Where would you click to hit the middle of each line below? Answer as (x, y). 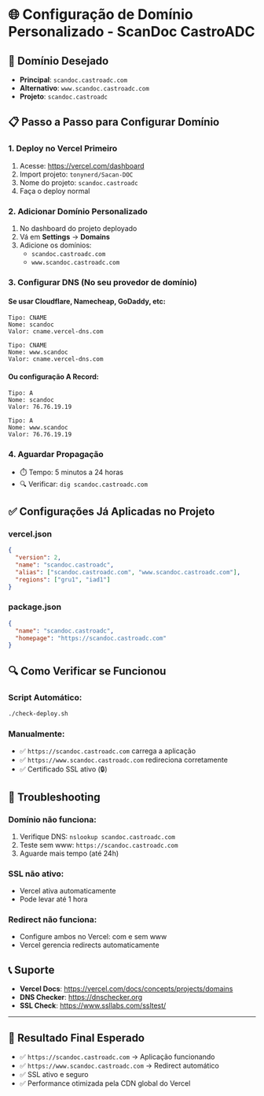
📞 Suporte (31, 970)
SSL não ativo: (36, 874)
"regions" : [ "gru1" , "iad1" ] (63, 580)
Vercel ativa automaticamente (68, 891)
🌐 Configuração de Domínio (101, 15)
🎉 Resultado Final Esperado (77, 1038)
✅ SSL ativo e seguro (54, 1075)
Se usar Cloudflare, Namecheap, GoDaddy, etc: (87, 301)
